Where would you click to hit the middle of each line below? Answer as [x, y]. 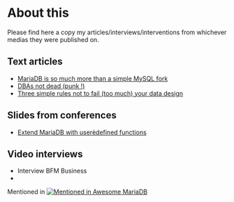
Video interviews [45, 154]
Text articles [35, 62]
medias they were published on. [53, 39]
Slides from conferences [62, 116]
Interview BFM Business [52, 171]
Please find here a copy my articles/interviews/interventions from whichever [117, 32]
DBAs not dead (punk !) [51, 86]
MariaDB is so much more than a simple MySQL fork [93, 78]
